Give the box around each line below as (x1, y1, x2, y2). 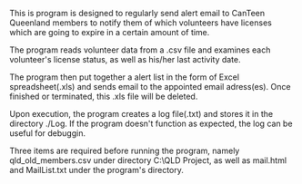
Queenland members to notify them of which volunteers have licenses (9, 17, 273, 28)
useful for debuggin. (9, 128, 86, 139)
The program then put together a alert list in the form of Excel (9, 72, 239, 82)
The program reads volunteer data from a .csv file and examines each (9, 44, 271, 55)
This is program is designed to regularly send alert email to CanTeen (9, 8, 266, 18)
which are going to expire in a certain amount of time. (9, 27, 210, 37)
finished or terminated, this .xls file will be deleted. (9, 91, 198, 102)
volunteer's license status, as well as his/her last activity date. (9, 54, 241, 64)
